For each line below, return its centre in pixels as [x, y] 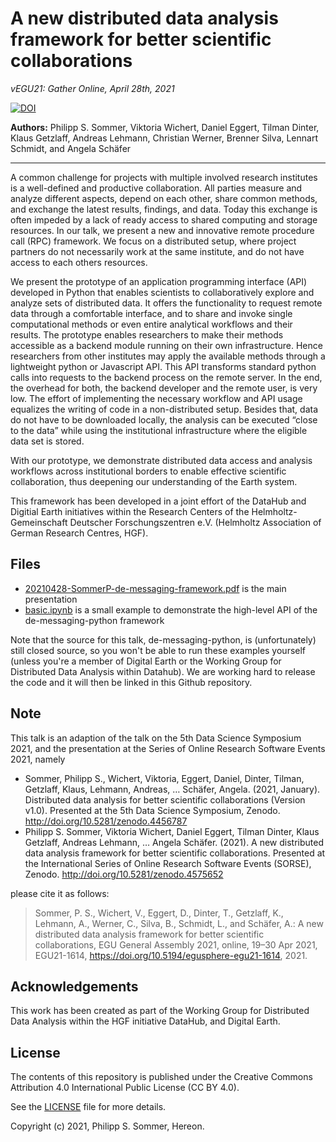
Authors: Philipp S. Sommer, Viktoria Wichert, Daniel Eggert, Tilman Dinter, [165, 127]
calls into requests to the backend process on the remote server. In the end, [166, 377]
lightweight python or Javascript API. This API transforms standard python [163, 366]
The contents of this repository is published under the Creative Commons [161, 1077]
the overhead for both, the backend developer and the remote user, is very [164, 388]
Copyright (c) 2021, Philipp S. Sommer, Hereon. [107, 1126]
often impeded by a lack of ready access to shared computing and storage [164, 219]
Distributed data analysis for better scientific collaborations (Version [165, 799]
